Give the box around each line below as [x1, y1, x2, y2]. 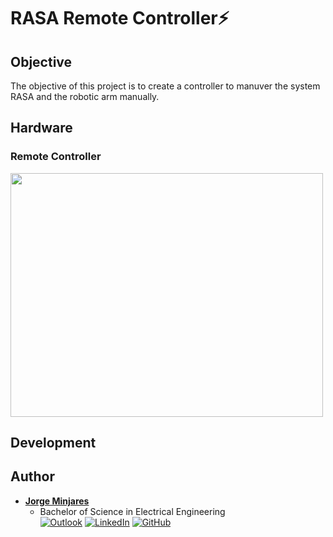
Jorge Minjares [24, 495, 90, 507]
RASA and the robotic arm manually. [10, 91, 160, 102]
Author [10, 468, 55, 485]
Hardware [10, 120, 73, 137]
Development [10, 435, 97, 452]
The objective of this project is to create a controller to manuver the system [10, 80, 321, 92]
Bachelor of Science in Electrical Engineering [39, 505, 226, 517]
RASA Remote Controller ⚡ [10, 7, 230, 30]
